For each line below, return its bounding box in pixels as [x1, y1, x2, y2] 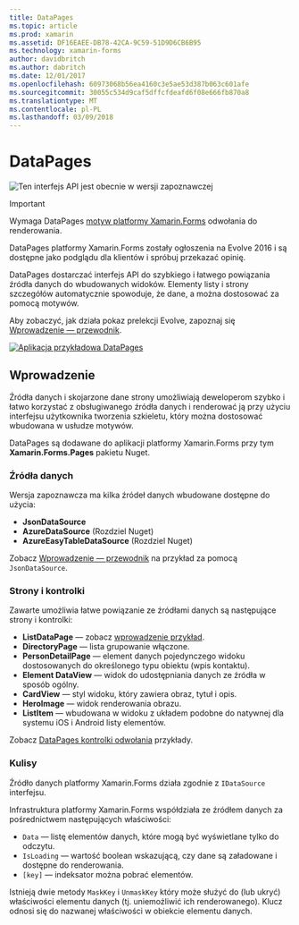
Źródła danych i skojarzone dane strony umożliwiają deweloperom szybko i [9, 391, 286, 403]
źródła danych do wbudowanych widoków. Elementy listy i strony [9, 279, 249, 290]
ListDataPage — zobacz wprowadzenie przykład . [21, 632, 205, 642]
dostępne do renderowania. [21, 860, 124, 870]
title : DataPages [9, 13, 74, 22]
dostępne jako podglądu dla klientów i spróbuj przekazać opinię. [9, 252, 246, 263]
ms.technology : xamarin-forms [9, 47, 122, 55]
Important [9, 199, 46, 209]
